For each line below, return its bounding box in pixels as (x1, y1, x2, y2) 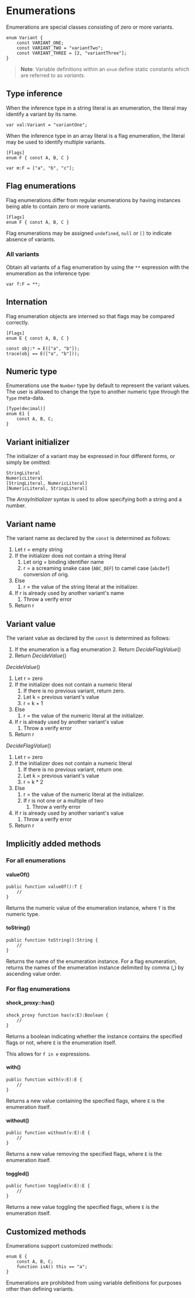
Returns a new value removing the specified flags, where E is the (6, 1150, 162, 1157)
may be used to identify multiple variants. (6, 138, 106, 145)
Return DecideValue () (14, 652, 67, 659)
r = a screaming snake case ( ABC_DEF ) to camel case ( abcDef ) (23, 565, 170, 572)
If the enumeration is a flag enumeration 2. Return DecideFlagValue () (14, 645, 182, 653)
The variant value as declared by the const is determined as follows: (6, 634, 170, 641)
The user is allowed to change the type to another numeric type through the (6, 388, 189, 395)
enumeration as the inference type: (6, 269, 91, 276)
